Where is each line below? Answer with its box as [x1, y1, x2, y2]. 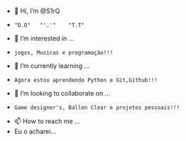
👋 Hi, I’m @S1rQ [13, 7, 60, 15]
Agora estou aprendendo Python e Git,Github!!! [13, 77, 158, 84]
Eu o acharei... [13, 128, 57, 135]
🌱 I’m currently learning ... [13, 62, 90, 70]
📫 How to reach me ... [13, 117, 80, 125]
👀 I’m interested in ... [13, 34, 75, 43]
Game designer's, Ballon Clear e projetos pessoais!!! [13, 104, 180, 111]
